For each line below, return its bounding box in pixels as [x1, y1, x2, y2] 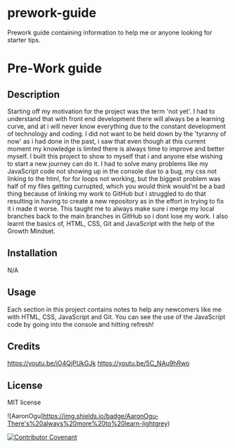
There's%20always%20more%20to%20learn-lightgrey [7, 419, 168, 428]
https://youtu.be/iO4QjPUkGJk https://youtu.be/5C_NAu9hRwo [7, 359, 190, 368]
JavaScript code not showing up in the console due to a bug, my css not [7, 167, 217, 175]
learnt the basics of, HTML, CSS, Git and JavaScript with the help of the [7, 219, 215, 228]
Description [7, 88, 60, 100]
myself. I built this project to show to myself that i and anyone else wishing [7, 151, 223, 160]
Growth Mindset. [7, 227, 56, 235]
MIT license [7, 398, 42, 406]
